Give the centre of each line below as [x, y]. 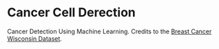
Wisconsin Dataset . [34, 38]
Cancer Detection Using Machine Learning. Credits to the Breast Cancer [109, 31]
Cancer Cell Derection [72, 13]
